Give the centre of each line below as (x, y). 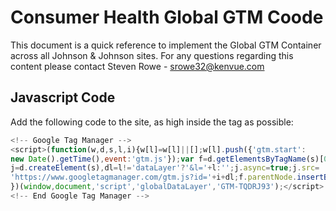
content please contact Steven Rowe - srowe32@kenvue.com (137, 66)
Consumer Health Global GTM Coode (167, 17)
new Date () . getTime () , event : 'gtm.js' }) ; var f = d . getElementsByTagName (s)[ (167, 159)
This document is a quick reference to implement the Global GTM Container (166, 45)
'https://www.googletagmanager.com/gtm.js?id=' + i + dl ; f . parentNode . (154, 177)
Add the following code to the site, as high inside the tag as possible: (152, 122)
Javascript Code (63, 97)
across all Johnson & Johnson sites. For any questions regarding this (152, 55)
